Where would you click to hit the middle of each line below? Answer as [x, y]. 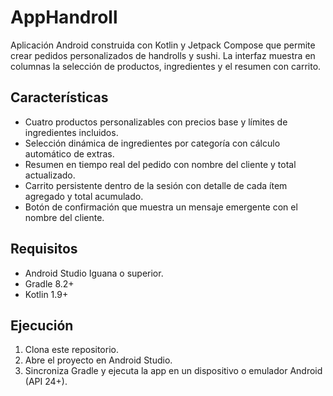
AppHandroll [64, 17]
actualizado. [50, 175]
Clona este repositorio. [71, 350]
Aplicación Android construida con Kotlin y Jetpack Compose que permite [163, 45]
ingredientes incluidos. [71, 132]
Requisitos [44, 249]
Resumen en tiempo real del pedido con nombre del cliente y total [160, 164]
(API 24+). [46, 382]
